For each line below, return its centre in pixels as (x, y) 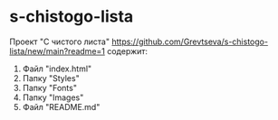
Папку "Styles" (51, 78)
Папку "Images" (53, 97)
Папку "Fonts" (49, 88)
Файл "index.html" (57, 69)
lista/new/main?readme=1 (58, 51)
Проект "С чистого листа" (60, 42)
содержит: (127, 51)
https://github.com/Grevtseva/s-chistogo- (190, 42)
